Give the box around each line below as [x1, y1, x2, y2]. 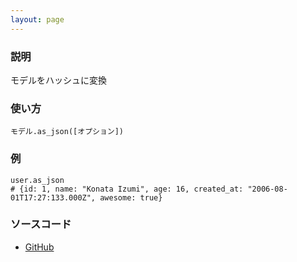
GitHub [24, 241, 55, 253]
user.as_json [10, 175, 65, 185]
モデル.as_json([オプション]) [10, 127, 125, 137]
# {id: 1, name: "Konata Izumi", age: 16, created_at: [10, 184, 244, 194]
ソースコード [10, 217, 72, 231]
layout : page [10, 14, 65, 25]
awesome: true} [99, 192, 163, 203]
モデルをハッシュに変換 [10, 74, 107, 86]
